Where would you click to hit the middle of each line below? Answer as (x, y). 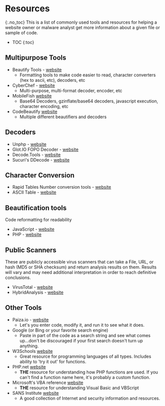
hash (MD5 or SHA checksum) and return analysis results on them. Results (81, 267)
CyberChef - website (33, 85)
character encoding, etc (44, 106)
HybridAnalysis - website (38, 292)
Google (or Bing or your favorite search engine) (60, 330)
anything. (29, 346)
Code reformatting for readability (39, 220)
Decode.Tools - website (36, 154)
